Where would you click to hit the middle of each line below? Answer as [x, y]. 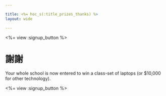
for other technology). [28, 78]
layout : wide [19, 19]
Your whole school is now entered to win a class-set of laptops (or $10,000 [83, 73]
